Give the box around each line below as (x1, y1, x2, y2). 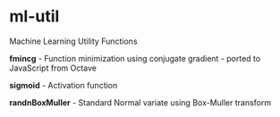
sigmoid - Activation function (9, 79, 118, 90)
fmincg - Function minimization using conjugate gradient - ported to (9, 53, 261, 63)
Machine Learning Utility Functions (9, 36, 138, 46)
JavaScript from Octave (9, 63, 97, 73)
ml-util (9, 6, 60, 27)
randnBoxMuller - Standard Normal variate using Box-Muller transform (9, 96, 272, 108)
